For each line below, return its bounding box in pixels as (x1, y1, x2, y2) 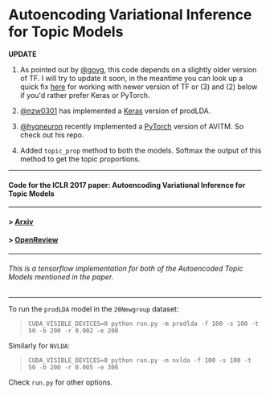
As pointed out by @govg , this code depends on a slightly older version (19, 64, 257, 74)
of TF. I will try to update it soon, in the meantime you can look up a (19, 73, 243, 83)
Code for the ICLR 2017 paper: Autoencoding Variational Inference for (8, 180, 246, 189)
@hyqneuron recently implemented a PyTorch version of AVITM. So (19, 121, 243, 131)
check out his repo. (19, 130, 84, 140)
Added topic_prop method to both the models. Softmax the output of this (19, 145, 262, 155)
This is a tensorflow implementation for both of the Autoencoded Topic (8, 263, 243, 273)
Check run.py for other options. (8, 377, 113, 387)
